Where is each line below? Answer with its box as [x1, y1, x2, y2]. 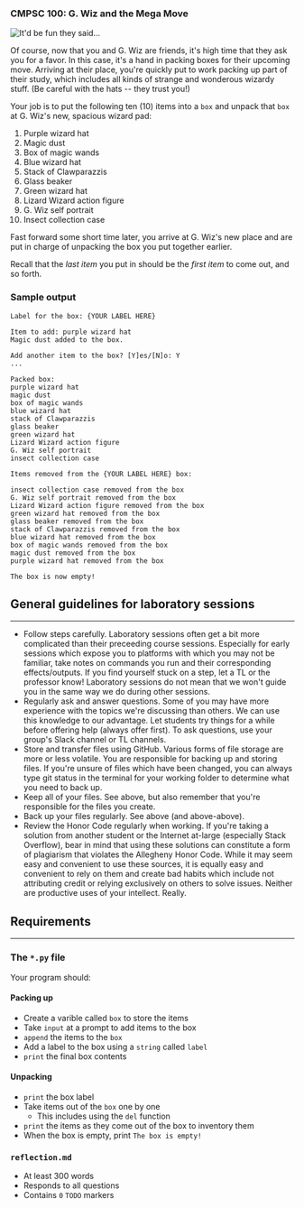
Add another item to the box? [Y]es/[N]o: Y [10, 351, 180, 360]
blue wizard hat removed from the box [10, 532, 156, 541]
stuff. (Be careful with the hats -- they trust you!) [10, 84, 190, 95]
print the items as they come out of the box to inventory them [23, 1120, 255, 1130]
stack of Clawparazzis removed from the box [10, 524, 180, 534]
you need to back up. [23, 782, 103, 793]
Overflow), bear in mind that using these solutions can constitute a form [23, 840, 291, 851]
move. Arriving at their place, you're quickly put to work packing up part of [10, 64, 288, 75]
